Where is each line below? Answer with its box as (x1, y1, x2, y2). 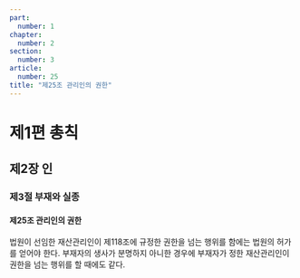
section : (9, 47, 43, 56)
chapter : (9, 30, 43, 39)
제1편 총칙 (9, 122, 79, 143)
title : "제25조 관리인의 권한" (9, 81, 112, 90)
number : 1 (17, 22, 54, 31)
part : (9, 13, 30, 23)
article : (9, 64, 43, 73)
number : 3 (17, 55, 54, 64)
